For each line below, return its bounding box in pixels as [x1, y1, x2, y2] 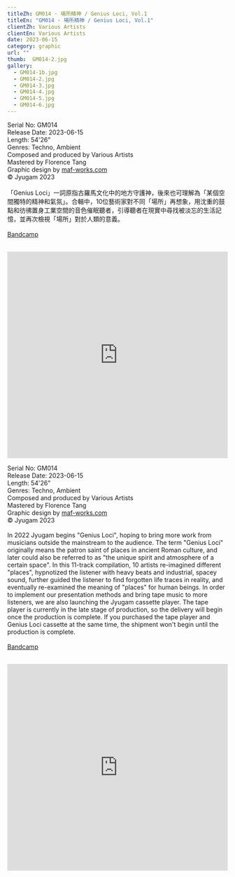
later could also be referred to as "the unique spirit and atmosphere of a [7, 553, 215, 561]
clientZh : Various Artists [7, 23, 86, 30]
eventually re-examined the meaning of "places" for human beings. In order [7, 583, 225, 591]
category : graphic [7, 43, 61, 50]
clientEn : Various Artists [7, 29, 86, 37]
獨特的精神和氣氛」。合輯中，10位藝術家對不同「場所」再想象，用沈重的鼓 [13, 197, 225, 205]
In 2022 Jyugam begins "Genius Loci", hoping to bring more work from [7, 530, 212, 539]
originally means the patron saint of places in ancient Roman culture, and [7, 546, 218, 554]
